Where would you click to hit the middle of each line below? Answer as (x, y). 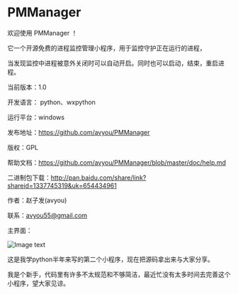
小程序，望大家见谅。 (38, 283)
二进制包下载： (29, 178)
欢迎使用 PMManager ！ (42, 33)
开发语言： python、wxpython (51, 102)
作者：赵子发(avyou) (37, 200)
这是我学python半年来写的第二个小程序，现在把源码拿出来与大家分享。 (110, 259)
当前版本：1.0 (27, 87)
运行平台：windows (36, 117)
